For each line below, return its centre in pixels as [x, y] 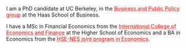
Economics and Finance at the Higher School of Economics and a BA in [93, 33]
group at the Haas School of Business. [53, 15]
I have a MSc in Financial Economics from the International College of [91, 26]
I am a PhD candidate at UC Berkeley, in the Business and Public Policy [93, 9]
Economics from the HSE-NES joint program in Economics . [78, 39]
